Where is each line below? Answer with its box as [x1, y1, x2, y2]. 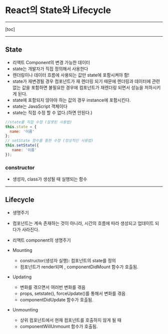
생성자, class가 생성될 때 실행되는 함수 [12, 176, 87, 182]
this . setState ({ [5, 143, 39, 148]
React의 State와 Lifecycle [5, 5, 111, 16]
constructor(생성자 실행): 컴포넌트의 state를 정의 [19, 257, 116, 263]
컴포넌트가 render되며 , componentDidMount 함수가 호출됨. [19, 264, 138, 270]
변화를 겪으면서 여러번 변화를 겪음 [19, 284, 86, 290]
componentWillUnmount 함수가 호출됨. [19, 323, 98, 329]
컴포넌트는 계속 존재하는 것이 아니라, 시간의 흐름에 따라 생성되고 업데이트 [12, 220, 154, 226]
